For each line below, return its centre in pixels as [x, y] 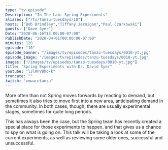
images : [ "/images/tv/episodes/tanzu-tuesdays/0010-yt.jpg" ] [71, 62]
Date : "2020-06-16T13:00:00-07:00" [43, 34]
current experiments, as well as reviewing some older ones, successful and [84, 137]
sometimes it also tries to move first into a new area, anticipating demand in [84, 101]
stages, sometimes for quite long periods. [49, 111]
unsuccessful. [20, 143]
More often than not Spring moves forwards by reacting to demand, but [80, 95]
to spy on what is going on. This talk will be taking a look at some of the [80, 132]
